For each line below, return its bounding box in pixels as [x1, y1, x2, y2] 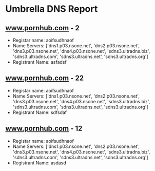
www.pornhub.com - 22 [5, 74, 84, 83]
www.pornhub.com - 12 [5, 124, 83, 133]
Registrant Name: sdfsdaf [12, 109, 67, 116]
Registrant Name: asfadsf [12, 59, 67, 65]
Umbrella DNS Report [5, 3, 98, 15]
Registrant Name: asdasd [12, 160, 67, 166]
